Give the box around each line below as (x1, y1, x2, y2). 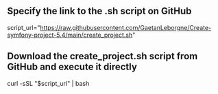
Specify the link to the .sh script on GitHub (7, 5, 192, 17)
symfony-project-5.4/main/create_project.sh (7, 31, 133, 39)
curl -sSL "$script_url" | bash (7, 79, 90, 87)
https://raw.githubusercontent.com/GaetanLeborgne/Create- (40, 23, 212, 31)
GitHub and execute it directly (7, 61, 137, 73)
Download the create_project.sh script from (7, 50, 198, 62)
